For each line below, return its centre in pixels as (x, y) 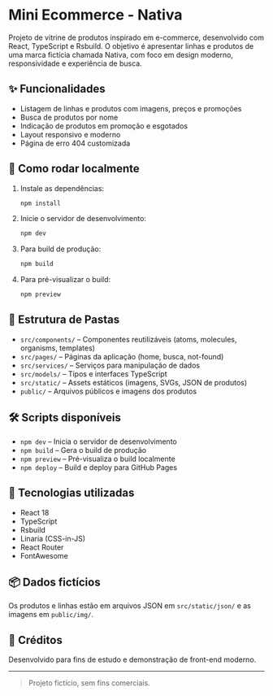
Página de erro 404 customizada (75, 143)
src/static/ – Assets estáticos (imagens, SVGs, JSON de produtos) (134, 382)
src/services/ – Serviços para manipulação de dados (110, 365)
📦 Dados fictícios (54, 582)
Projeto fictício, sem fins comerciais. (89, 683)
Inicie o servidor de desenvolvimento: (83, 219)
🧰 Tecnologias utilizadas (71, 493)
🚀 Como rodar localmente (74, 169)
